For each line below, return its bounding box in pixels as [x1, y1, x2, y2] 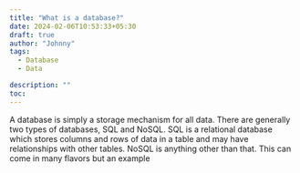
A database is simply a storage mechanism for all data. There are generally [9, 114, 291, 125]
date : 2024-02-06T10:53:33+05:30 [9, 22, 137, 31]
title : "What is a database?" [9, 13, 125, 23]
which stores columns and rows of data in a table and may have [9, 133, 249, 144]
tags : [9, 47, 30, 56]
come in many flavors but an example [9, 152, 150, 164]
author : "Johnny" [9, 38, 76, 48]
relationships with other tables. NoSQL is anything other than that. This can [9, 143, 292, 154]
